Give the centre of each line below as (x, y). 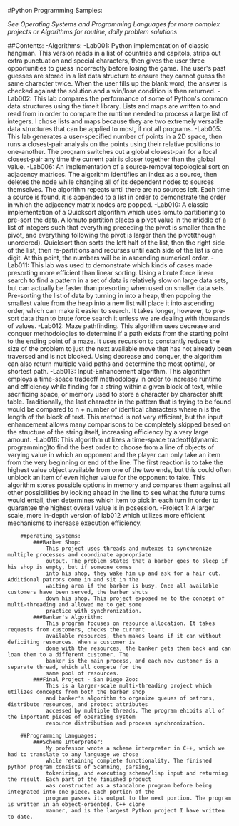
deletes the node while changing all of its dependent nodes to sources (111, 182)
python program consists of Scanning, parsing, (80, 767)
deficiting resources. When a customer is (71, 642)
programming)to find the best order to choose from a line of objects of (111, 447)
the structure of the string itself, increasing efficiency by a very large (108, 432)
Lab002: (20, 98)
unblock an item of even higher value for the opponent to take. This (106, 478)
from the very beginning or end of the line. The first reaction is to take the (115, 462)
